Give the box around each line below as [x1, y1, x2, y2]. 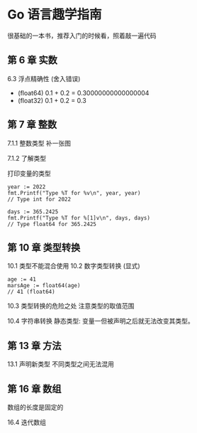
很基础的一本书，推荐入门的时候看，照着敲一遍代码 [7, 31, 157, 40]
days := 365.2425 [7, 208, 59, 215]
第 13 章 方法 [7, 339, 62, 352]
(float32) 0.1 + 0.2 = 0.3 [17, 96, 86, 105]
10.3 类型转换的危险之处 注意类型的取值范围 [7, 301, 135, 310]
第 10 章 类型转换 [7, 241, 81, 253]
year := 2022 [7, 183, 46, 191]
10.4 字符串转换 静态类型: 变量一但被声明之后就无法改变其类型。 [7, 317, 195, 326]
